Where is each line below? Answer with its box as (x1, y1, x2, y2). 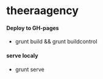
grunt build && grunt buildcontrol (15, 38, 98, 45)
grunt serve (15, 66, 44, 73)
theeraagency (6, 4, 79, 18)
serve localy (6, 51, 38, 59)
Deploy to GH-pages (6, 24, 59, 31)
